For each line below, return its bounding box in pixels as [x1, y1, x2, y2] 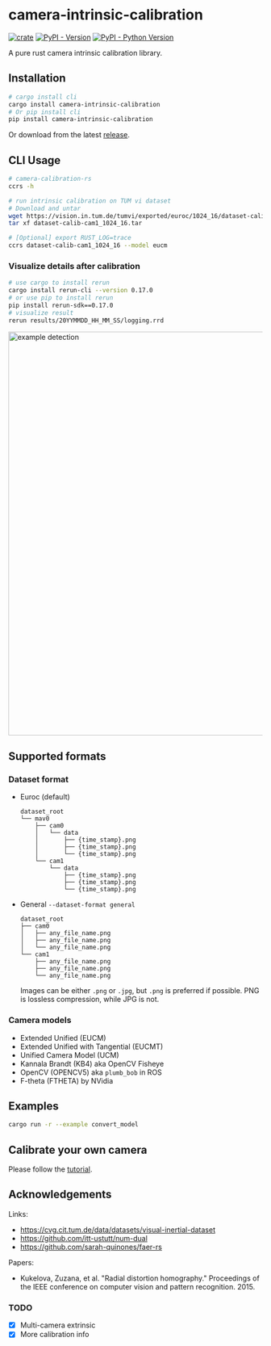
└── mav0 [19, 815, 50, 823]
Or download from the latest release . [8, 130, 131, 140]
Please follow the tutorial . [8, 1164, 93, 1174]
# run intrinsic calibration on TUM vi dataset [8, 196, 172, 205]
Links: [8, 1209, 28, 1218]
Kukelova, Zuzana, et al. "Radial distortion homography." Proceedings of [19, 1273, 260, 1283]
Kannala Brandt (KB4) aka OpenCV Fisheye [19, 1059, 165, 1068]
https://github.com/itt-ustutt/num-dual [19, 1233, 148, 1243]
